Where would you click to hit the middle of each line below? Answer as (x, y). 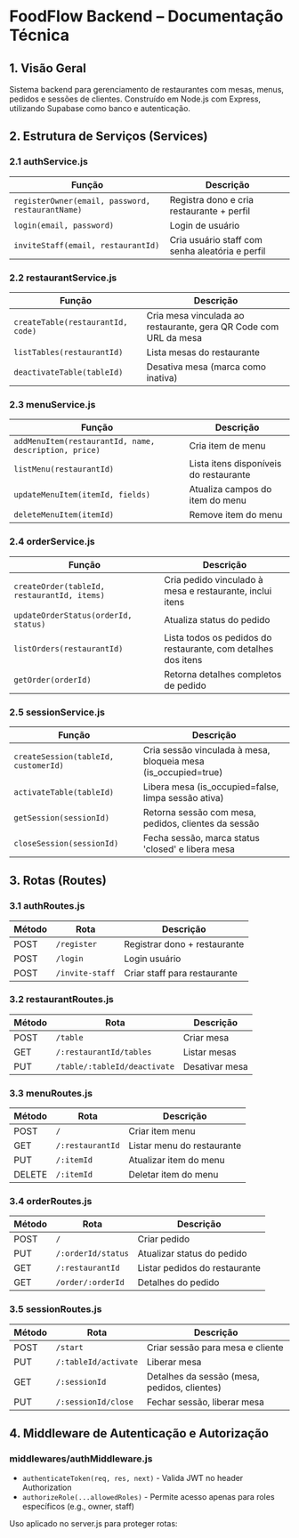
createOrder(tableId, (59, 586)
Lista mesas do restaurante (203, 352)
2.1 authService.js (49, 162)
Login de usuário (205, 225)
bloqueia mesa (174, 761)
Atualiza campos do (230, 490)
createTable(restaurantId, (71, 322)
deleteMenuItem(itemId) (64, 515)
